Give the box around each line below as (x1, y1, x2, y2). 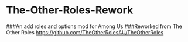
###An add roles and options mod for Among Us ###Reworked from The (6, 23, 183, 30)
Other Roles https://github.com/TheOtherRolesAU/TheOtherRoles (6, 29, 164, 36)
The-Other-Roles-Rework (6, 3, 134, 17)
